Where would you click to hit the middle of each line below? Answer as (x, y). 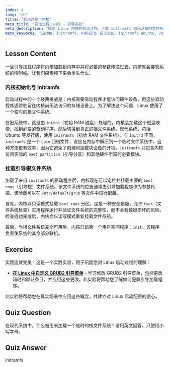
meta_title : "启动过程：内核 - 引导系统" (45, 24)
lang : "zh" (17, 15)
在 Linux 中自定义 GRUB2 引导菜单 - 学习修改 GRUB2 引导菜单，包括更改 (88, 273)
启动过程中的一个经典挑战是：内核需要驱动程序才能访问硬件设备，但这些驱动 (84, 99)
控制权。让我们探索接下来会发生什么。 (54, 73)
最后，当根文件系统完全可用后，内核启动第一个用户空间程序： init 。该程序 (82, 227)
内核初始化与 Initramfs (33, 87)
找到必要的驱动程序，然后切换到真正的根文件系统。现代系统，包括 (82, 129)
